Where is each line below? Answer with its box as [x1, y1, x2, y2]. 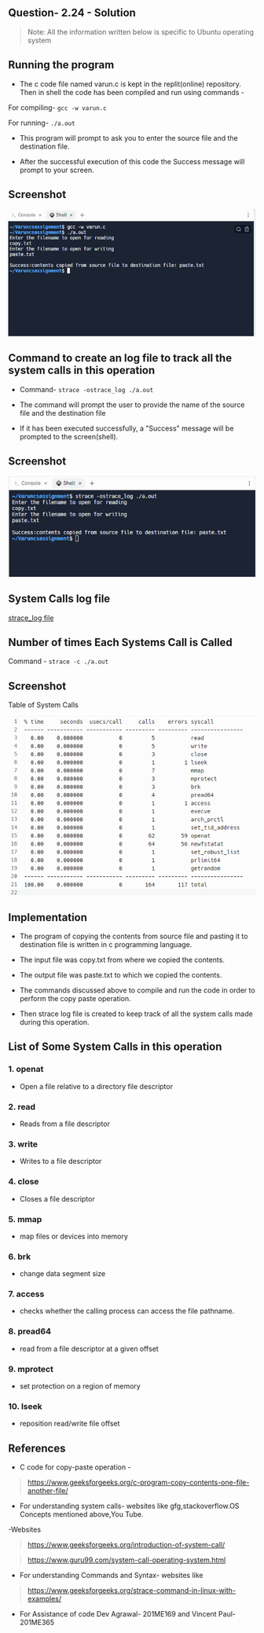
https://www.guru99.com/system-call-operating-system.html [27, 1555, 226, 1565]
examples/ [27, 1594, 61, 1604]
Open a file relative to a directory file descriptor [19, 1081, 173, 1091]
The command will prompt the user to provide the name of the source [19, 400, 245, 409]
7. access [8, 1289, 45, 1300]
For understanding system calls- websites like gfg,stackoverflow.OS [19, 1501, 240, 1511]
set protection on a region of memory [19, 1382, 141, 1391]
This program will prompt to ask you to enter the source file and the [19, 133, 238, 142]
